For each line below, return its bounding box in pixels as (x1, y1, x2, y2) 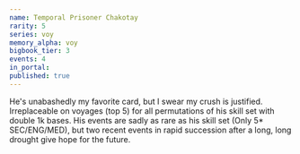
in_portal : (9, 64, 50, 73)
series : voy (9, 30, 54, 38)
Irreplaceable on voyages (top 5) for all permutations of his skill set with (9, 105, 276, 116)
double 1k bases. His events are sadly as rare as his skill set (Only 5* (9, 115, 264, 125)
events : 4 (9, 55, 47, 64)
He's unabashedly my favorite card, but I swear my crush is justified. (9, 96, 263, 107)
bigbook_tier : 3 (9, 47, 70, 56)
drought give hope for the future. (9, 133, 131, 144)
